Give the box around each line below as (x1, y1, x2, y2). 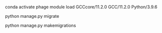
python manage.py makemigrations (5, 22, 77, 28)
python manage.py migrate (5, 13, 60, 19)
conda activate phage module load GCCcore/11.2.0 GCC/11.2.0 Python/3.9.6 (5, 4, 158, 10)
